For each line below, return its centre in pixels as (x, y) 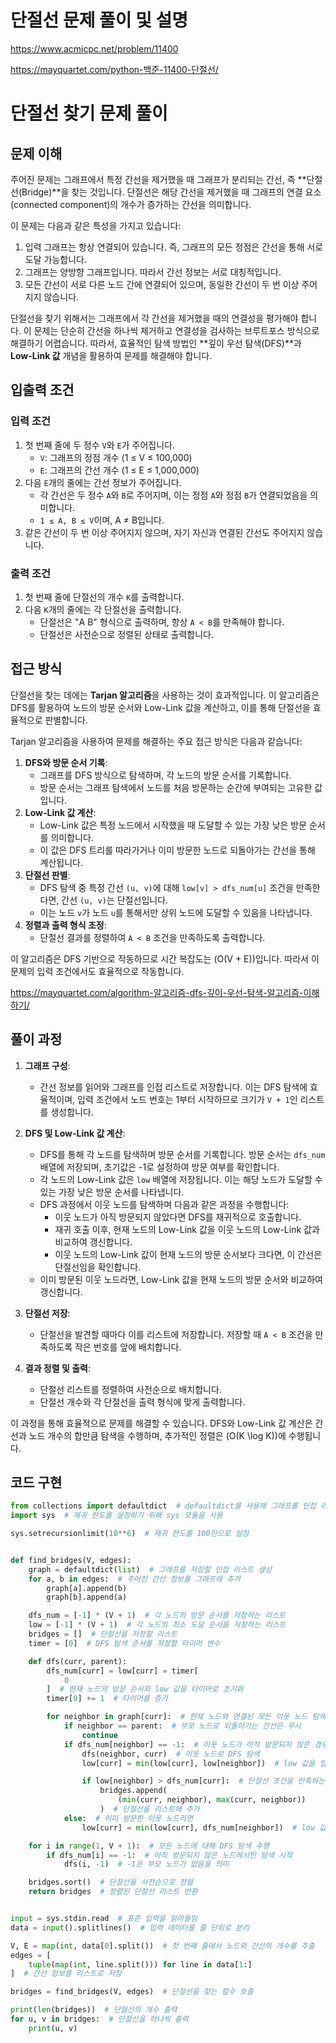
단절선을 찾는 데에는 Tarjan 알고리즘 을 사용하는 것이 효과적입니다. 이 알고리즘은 (165, 695)
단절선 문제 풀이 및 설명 (99, 20)
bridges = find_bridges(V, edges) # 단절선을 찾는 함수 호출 (132, 1992)
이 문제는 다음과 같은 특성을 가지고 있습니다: (96, 225)
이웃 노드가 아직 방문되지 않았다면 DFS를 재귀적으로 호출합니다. (178, 1217)
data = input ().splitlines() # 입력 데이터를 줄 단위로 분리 (130, 1927)
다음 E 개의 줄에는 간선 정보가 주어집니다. (103, 482)
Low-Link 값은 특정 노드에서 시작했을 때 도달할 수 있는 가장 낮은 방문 (173, 825)
